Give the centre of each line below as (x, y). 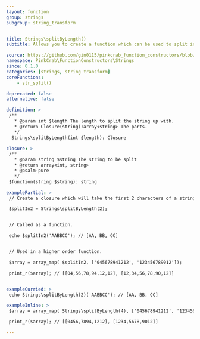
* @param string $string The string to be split (75, 160)
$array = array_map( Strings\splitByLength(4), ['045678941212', (91, 311)
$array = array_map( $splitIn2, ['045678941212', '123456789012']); (96, 262)
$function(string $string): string (53, 182)
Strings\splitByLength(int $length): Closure (69, 138)
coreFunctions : (25, 77)
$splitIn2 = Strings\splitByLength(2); (58, 209)
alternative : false (30, 99)
